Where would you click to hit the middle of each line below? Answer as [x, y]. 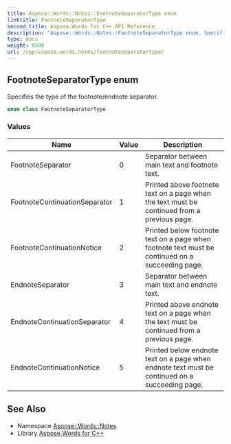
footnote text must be [179, 248]
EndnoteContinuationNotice [55, 367]
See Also [26, 409]
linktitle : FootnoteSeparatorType [57, 20]
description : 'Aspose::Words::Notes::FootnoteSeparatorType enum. [104, 33]
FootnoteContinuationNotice [56, 248]
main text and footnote [181, 165]
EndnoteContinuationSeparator [61, 321]
